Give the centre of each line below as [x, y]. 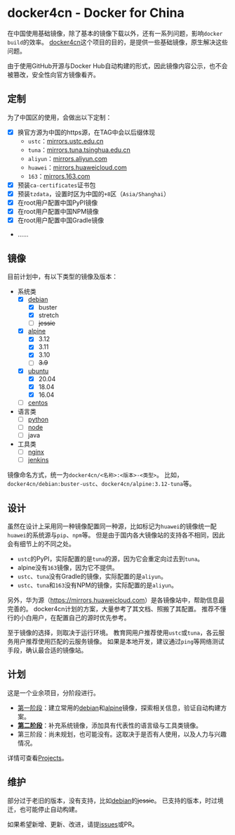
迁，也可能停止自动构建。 [44, 809]
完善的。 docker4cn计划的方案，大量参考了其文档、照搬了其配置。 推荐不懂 [117, 608]
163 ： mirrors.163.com [59, 176]
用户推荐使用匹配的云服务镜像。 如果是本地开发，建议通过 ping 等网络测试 [119, 641]
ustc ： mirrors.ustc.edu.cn [66, 141]
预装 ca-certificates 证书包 [56, 185]
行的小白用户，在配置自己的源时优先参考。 [69, 618]
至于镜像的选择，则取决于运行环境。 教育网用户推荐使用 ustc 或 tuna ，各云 [113, 632]
